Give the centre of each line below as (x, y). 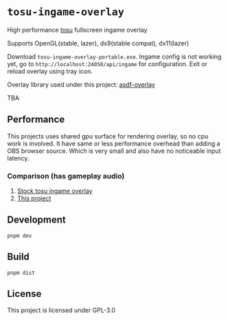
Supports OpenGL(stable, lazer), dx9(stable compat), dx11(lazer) (98, 43)
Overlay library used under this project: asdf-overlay (81, 84)
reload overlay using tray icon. (50, 71)
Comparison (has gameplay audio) (66, 176)
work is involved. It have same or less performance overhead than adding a (114, 143)
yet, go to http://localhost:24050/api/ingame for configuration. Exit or (107, 63)
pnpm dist (21, 273)
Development (37, 220)
